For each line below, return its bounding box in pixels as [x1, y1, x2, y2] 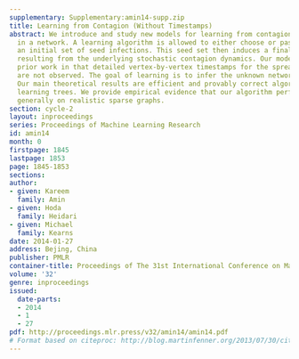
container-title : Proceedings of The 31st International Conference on [9, 262, 280, 271]
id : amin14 [9, 129, 50, 138]
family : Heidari [17, 211, 77, 221]
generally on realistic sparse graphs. [17, 95, 166, 105]
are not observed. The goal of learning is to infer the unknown [17, 71, 265, 80]
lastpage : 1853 [9, 153, 66, 163]
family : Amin [17, 195, 66, 205]
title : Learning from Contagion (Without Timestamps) [9, 21, 214, 30]
